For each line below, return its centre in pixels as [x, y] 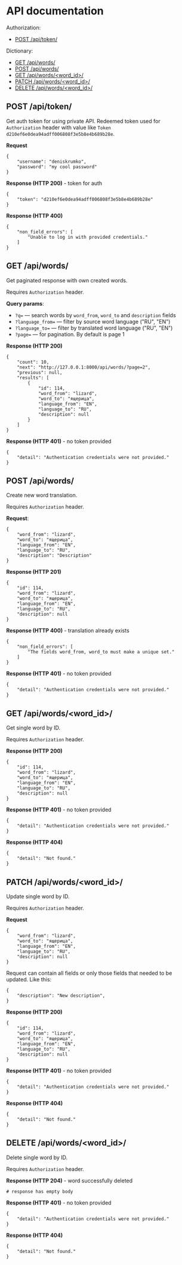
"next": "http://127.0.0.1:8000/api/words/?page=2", [84, 367]
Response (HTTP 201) [34, 572]
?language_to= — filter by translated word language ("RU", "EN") [94, 328]
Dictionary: [20, 51]
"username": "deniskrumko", [52, 162]
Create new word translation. [42, 495]
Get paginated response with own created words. [67, 280]
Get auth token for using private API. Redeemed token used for [83, 121]
